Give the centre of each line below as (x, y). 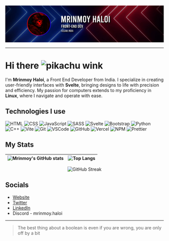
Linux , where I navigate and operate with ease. (54, 96)
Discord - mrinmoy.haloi (37, 213)
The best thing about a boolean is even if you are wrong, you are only (90, 227)
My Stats (20, 145)
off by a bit (29, 233)
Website (21, 197)
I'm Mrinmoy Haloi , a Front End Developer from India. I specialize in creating (84, 80)
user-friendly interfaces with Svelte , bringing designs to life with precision (82, 85)
